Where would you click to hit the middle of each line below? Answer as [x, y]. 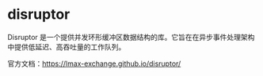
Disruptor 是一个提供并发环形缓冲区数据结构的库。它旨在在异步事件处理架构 [131, 37]
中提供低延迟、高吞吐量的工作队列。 [67, 47]
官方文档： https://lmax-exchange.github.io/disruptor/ [94, 63]
